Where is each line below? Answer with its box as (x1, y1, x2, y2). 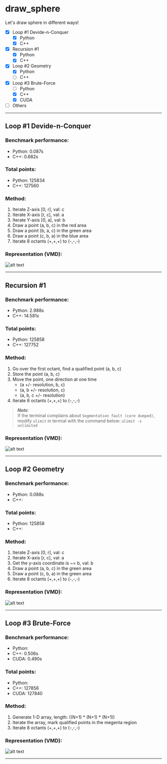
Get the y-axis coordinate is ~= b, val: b (12, 560, 93, 566)
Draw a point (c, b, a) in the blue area (12, 233, 88, 239)
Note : (17, 407, 29, 413)
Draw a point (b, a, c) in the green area (12, 228, 92, 234)
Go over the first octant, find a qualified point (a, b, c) (12, 365, 122, 372)
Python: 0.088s (12, 491, 44, 497)
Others (12, 102, 27, 108)
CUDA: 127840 (12, 690, 43, 696)
